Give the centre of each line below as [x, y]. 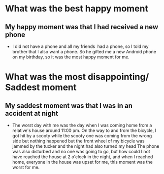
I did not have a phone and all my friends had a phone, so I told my [80, 46]
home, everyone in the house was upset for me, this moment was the [82, 162]
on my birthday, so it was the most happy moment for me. [71, 57]
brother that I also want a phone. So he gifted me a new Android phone [84, 52]
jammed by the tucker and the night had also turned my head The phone [86, 146]
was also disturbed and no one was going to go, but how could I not [81, 152]
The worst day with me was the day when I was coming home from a [82, 125]
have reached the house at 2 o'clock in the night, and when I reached [82, 157]
